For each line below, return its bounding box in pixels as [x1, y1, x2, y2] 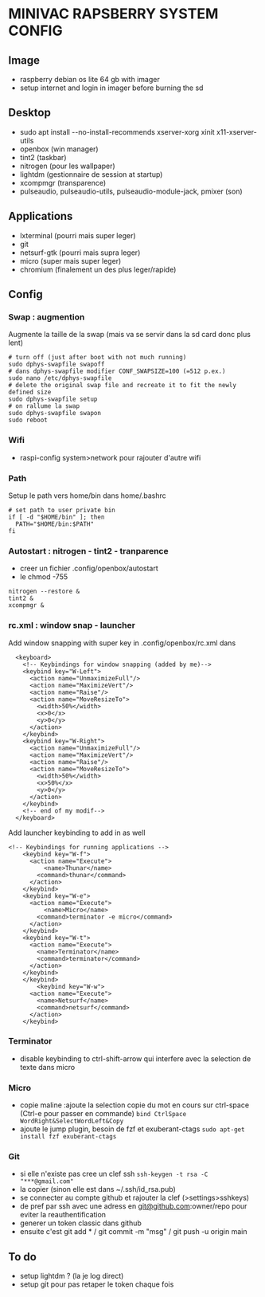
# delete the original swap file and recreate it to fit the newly [8, 382, 237, 390]
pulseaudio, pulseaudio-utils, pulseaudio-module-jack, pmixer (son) [19, 186, 243, 196]
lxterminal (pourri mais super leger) [19, 230, 137, 240]
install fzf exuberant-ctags [19, 1133, 117, 1141]
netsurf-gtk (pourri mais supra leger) [19, 248, 141, 257]
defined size [8, 388, 52, 397]
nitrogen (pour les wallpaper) [19, 161, 115, 170]
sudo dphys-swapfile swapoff [8, 360, 105, 369]
